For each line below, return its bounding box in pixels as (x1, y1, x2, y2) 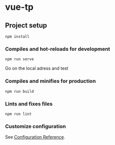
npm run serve (5, 57, 34, 62)
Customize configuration (5, 123, 66, 130)
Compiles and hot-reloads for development (5, 45, 111, 52)
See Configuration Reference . (5, 134, 65, 140)
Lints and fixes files (5, 100, 53, 107)
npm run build (5, 89, 34, 94)
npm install (5, 34, 29, 39)
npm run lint (5, 111, 32, 116)
